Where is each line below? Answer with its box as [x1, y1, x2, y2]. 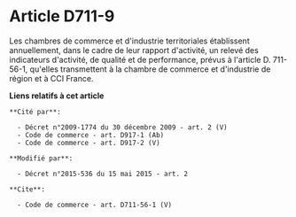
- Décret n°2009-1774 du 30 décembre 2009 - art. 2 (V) [17, 122, 228, 132]
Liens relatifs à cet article [9, 90, 105, 101]
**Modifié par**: [9, 153, 74, 163]
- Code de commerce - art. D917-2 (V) [17, 138, 161, 147]
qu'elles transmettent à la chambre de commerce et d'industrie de [29, 64, 271, 74]
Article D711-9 [9, 6, 115, 27]
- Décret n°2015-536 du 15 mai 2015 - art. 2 [17, 169, 189, 178]
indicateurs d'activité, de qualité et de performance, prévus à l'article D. [9, 54, 271, 65]
